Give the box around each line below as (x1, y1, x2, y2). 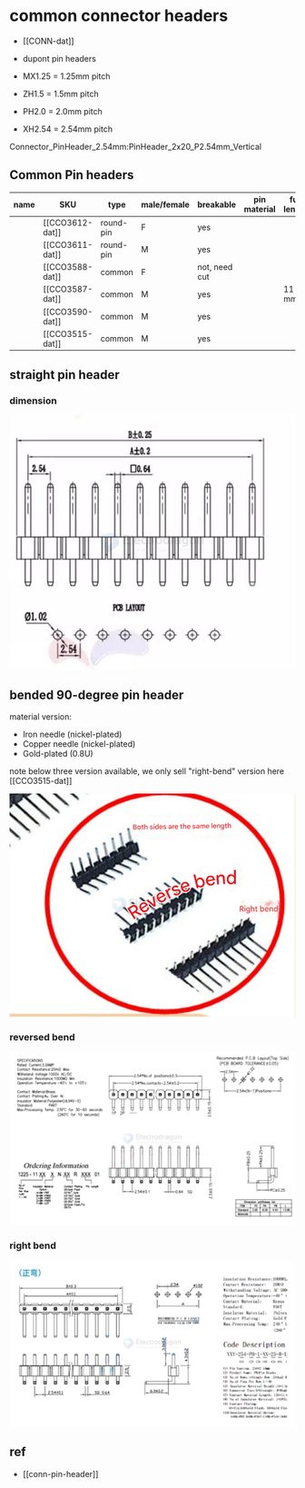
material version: (9, 711, 73, 722)
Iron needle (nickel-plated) (22, 729, 123, 740)
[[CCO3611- (42, 239, 93, 250)
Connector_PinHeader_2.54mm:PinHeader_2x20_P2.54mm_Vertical (9, 141, 261, 152)
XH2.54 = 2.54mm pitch (22, 124, 113, 134)
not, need (197, 262, 233, 273)
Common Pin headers (9, 167, 134, 183)
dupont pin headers (22, 53, 97, 64)
